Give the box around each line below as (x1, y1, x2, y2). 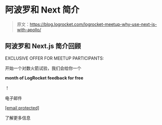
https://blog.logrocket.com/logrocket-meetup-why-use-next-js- (29, 21, 157, 27)
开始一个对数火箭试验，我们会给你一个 (5, 65, 81, 71)
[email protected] (5, 105, 40, 110)
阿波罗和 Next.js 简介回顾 (5, 42, 81, 50)
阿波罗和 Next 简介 (5, 4, 80, 16)
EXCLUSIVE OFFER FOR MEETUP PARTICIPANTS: (5, 55, 104, 61)
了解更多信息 (5, 115, 30, 121)
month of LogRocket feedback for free (5, 75, 84, 80)
